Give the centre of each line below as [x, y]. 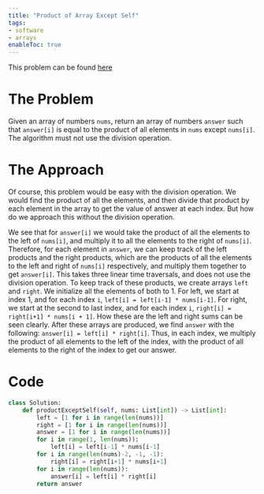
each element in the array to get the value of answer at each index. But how [131, 209]
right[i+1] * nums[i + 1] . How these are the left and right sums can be [125, 316]
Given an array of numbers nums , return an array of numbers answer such [126, 121]
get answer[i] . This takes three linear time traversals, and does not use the [129, 274]
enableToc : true [35, 45]
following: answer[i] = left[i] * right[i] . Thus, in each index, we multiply [132, 333]
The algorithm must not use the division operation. [90, 138]
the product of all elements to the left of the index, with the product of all [126, 341]
